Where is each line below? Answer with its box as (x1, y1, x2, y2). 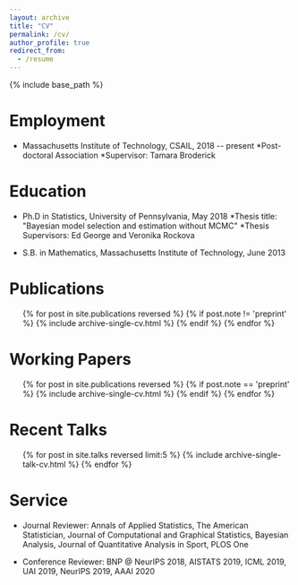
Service (9, 490, 69, 511)
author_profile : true (9, 38, 90, 47)
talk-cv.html (21, 459, 66, 469)
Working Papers (9, 349, 132, 369)
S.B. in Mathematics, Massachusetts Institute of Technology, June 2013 (21, 247, 286, 258)
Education (9, 181, 87, 202)
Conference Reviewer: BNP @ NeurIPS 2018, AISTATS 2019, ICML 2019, (21, 556, 287, 567)
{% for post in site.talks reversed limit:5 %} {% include (21, 449, 224, 460)
